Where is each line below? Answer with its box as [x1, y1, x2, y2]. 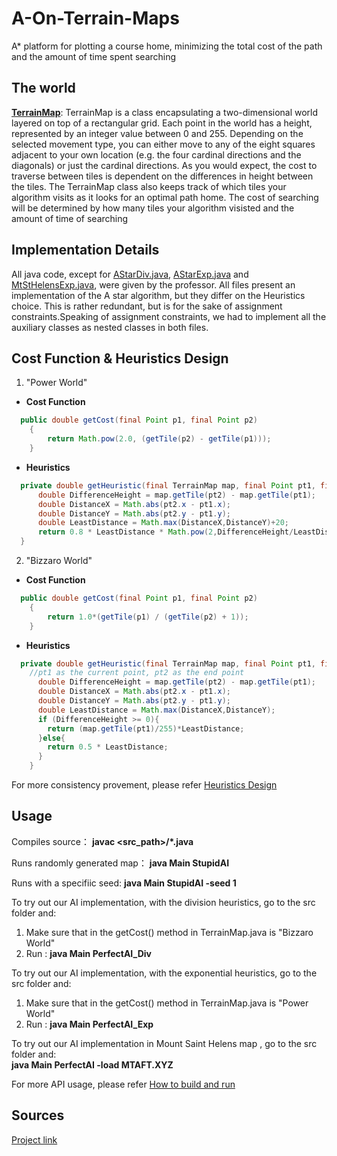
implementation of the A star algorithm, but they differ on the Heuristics [11, 289, 306, 301]
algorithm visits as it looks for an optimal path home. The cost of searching [11, 191, 319, 203]
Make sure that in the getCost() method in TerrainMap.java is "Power [25, 997, 309, 1009]
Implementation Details [11, 242, 160, 259]
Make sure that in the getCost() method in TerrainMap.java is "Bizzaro [25, 926, 314, 938]
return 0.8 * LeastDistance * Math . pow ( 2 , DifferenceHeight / [37, 527, 294, 537]
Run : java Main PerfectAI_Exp [25, 1018, 154, 1030]
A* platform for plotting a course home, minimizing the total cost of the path [11, 40, 323, 52]
